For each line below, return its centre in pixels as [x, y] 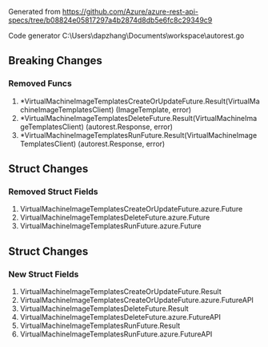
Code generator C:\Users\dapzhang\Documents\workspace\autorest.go [126, 36]
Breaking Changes [55, 61]
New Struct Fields [44, 274]
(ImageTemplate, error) [154, 109]
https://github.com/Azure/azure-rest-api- [130, 12]
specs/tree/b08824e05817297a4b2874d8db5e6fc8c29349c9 [110, 20]
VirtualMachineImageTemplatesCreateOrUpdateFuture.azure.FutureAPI [137, 301]
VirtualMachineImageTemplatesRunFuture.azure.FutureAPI [116, 334]
